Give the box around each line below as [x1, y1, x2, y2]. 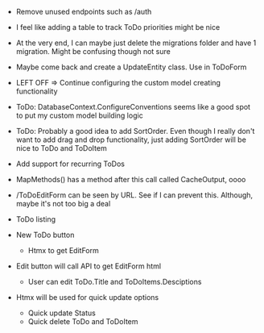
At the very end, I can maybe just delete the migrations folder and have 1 [15, 38, 257, 48]
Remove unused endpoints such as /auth [15, 7, 152, 16]
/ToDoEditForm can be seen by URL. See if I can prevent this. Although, [15, 190, 254, 200]
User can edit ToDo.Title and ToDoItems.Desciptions [27, 277, 202, 286]
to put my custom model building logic [15, 110, 143, 120]
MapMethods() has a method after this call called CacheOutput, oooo [15, 175, 246, 184]
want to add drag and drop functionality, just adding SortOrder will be [15, 135, 247, 144]
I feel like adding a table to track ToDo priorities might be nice [15, 23, 221, 31]
